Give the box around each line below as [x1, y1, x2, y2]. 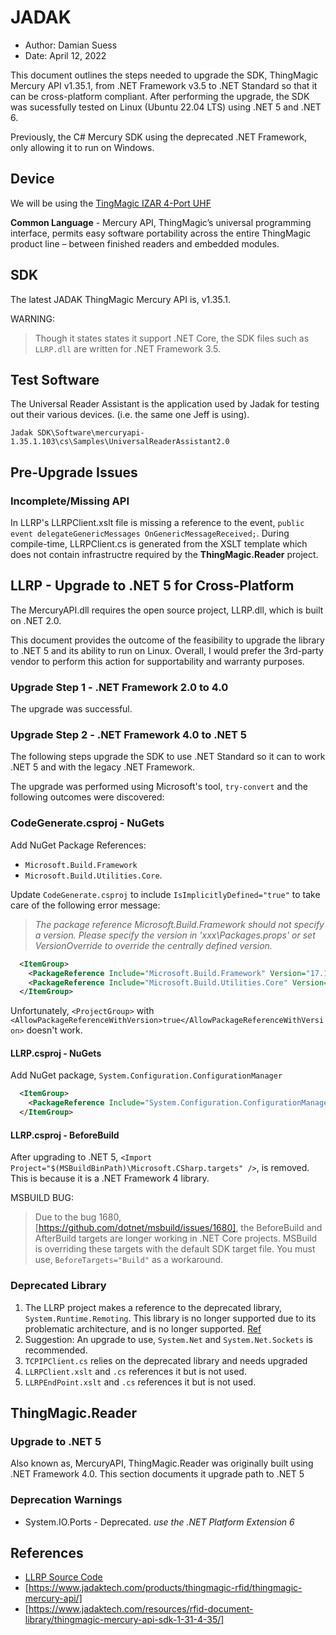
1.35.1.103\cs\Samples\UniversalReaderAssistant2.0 [10, 437, 230, 447]
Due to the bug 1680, [34, 1211, 122, 1223]
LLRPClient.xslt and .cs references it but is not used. [24, 1365, 247, 1377]
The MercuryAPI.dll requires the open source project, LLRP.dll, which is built [10, 604, 324, 616]
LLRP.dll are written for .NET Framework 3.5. [34, 342, 222, 355]
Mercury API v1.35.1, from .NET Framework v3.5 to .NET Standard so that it [10, 79, 318, 91]
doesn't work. [26, 1024, 83, 1036]
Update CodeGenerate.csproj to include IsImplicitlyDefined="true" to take [10, 888, 321, 900]
